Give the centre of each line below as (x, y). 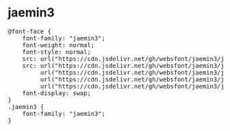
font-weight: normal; (59, 45)
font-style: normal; (56, 52)
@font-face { (30, 31)
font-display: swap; (56, 93)
